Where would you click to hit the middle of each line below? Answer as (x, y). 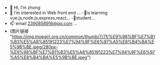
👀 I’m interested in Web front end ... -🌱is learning (59, 13)
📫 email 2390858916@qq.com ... (43, 23)
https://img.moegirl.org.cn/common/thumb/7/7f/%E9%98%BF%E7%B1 (83, 36)
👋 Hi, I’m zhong (25, 8)
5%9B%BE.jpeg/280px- (34, 47)
